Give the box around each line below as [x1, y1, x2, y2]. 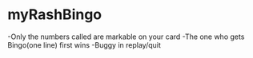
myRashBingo [7, 6, 102, 24]
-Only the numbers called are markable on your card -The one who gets [7, 32, 245, 41]
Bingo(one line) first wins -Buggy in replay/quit [7, 40, 162, 49]
